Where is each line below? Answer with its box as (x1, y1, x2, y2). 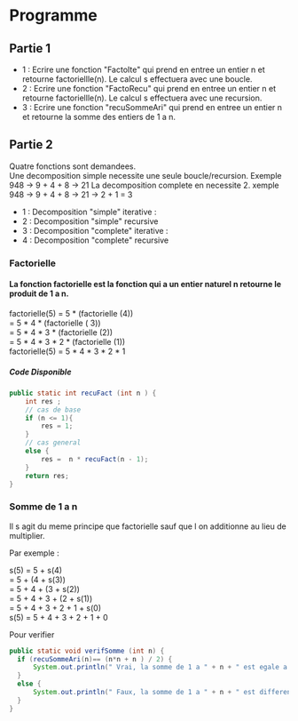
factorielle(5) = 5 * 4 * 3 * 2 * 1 (9, 346, 126, 356)
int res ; (25, 397, 62, 405)
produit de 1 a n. (9, 288, 69, 299)
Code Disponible (9, 366, 72, 377)
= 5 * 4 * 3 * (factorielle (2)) (9, 326, 114, 338)
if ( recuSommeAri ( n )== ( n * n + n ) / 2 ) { (17, 654, 173, 663)
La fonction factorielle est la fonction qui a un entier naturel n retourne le (9, 279, 282, 290)
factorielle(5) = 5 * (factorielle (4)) (9, 308, 134, 318)
